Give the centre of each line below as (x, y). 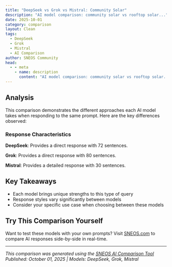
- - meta (19, 67)
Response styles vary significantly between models (67, 199)
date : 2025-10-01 (24, 20)
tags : (11, 34)
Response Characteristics (38, 134)
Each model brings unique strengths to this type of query (73, 194)
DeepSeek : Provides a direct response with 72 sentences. (67, 145)
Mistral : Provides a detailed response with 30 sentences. (66, 165)
